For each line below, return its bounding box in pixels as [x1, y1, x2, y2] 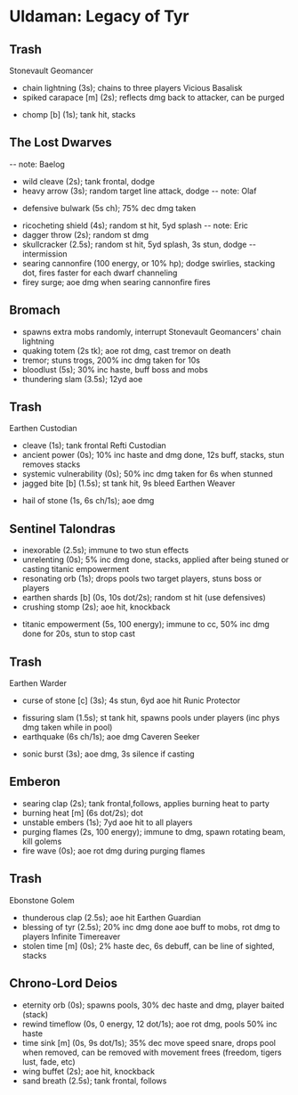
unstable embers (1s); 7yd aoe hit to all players [21, 817, 193, 828]
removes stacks [21, 459, 81, 470]
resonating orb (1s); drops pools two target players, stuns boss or [21, 573, 262, 584]
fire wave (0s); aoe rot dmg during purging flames [21, 845, 205, 856]
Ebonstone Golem [9, 895, 75, 905]
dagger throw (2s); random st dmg [21, 229, 149, 240]
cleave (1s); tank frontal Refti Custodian [21, 440, 166, 451]
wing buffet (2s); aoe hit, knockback [21, 1066, 156, 1076]
